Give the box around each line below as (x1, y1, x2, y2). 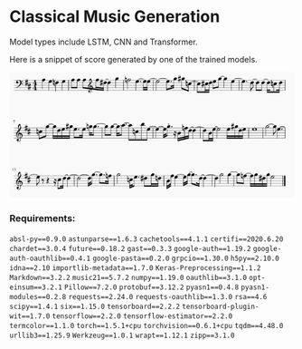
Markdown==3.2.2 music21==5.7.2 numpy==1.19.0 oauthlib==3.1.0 (9, 273, 247, 282)
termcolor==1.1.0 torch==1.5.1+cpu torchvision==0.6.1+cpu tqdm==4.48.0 (9, 321, 284, 330)
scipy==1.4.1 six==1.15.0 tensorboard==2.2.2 (9, 302, 181, 311)
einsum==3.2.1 (9, 283, 63, 292)
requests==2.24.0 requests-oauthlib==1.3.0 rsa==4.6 (68, 292, 268, 301)
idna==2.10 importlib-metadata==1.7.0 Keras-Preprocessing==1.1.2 (9, 263, 261, 273)
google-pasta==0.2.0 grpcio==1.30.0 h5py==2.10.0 (92, 254, 280, 263)
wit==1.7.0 (9, 311, 51, 321)
